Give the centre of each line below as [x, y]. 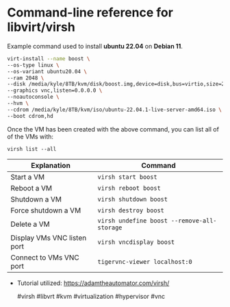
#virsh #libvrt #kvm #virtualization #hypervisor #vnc [91, 296]
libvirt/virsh [41, 27]
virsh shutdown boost [132, 199]
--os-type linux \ [33, 65]
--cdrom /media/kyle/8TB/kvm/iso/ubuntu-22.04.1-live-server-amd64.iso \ [115, 110]
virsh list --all [32, 149]
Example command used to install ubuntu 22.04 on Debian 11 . [95, 46]
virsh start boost [127, 177]
